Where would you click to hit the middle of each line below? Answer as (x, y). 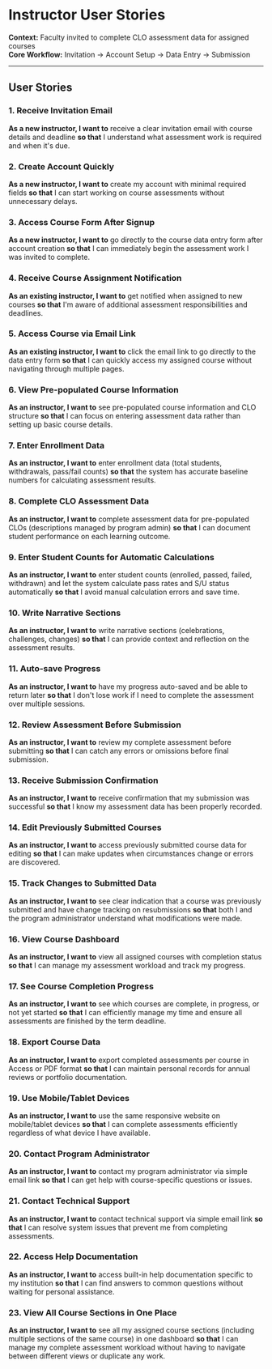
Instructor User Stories (87, 15)
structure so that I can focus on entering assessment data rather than (125, 416)
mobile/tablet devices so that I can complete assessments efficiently (123, 1124)
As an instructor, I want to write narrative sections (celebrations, (117, 631)
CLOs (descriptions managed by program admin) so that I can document (130, 527)
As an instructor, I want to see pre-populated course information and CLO (132, 407)
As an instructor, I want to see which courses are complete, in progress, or (134, 1004)
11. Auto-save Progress (55, 669)
